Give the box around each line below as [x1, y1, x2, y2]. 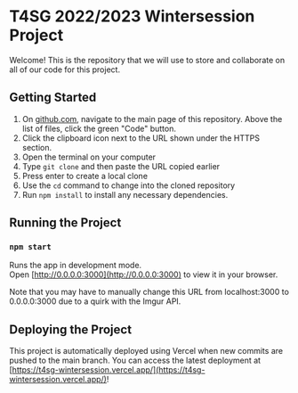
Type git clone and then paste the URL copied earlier [21, 160, 221, 171]
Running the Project [9, 216, 122, 231]
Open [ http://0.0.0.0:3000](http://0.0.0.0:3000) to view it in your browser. [9, 269, 278, 280]
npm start [9, 242, 52, 252]
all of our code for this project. [9, 64, 121, 75]
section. [21, 142, 52, 152]
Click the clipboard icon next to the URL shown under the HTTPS [21, 132, 261, 143]
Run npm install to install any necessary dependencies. [21, 189, 229, 200]
